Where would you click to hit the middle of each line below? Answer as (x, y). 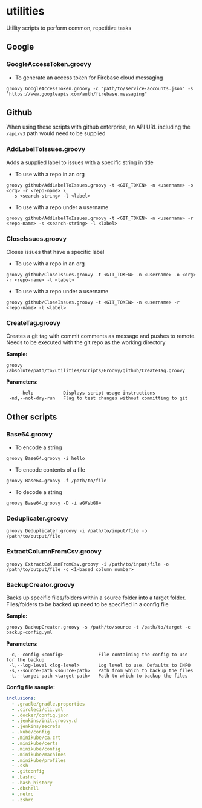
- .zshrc (23, 800)
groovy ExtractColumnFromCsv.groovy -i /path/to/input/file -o (88, 564)
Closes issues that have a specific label (55, 252)
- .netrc (23, 794)
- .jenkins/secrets (36, 726)
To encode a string (38, 447)
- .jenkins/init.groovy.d (44, 721)
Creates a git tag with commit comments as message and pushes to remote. (101, 336)
